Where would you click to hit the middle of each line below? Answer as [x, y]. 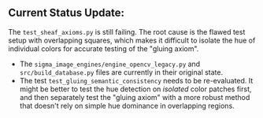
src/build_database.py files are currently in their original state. [121, 72]
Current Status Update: [66, 13]
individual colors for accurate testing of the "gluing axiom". [104, 48]
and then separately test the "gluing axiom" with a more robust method [135, 97]
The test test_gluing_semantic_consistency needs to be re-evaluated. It [136, 80]
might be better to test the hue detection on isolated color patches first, [135, 89]
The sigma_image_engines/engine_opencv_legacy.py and [110, 64]
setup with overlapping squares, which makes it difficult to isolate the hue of [132, 40]
